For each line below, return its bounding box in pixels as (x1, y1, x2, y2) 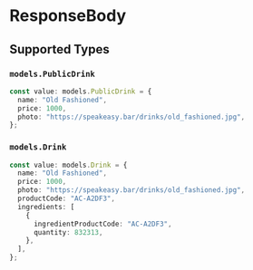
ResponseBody (9, 5, 127, 26)
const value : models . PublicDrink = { (9, 87, 152, 96)
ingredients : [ (17, 202, 75, 211)
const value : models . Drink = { (9, 160, 128, 169)
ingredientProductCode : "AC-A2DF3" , (33, 219, 172, 228)
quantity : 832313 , (33, 227, 103, 236)
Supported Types (9, 42, 111, 57)
